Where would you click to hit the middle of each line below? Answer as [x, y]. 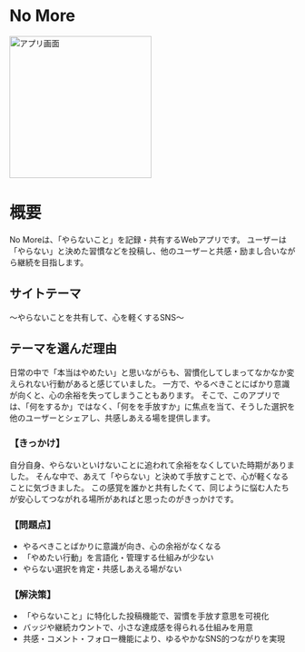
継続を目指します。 [53, 262]
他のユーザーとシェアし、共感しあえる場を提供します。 [112, 418]
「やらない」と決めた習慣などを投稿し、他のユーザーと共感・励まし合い [144, 251]
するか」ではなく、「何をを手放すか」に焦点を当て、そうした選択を [170, 406]
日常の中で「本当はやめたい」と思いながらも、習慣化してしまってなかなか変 [152, 372]
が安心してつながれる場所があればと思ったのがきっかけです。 [124, 499]
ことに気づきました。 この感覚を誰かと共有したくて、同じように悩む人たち [149, 488]
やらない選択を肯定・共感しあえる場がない [102, 569]
